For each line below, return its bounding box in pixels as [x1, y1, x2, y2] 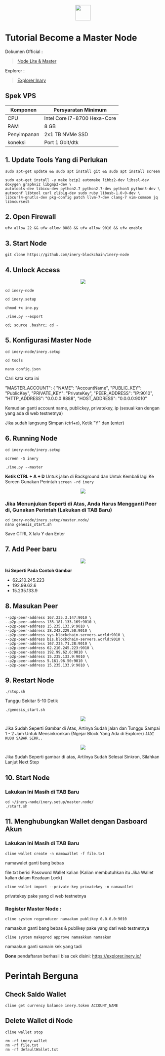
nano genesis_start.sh [5, 522, 52, 527]
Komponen [10, 106, 37, 113]
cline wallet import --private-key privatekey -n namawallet [5, 884, 134, 889]
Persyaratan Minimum [53, 106, 107, 113]
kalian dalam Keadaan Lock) [5, 874, 63, 881]
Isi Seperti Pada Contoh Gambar [5, 567, 73, 573]
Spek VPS [5, 92, 36, 100]
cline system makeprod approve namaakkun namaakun [5, 935, 112, 940]
